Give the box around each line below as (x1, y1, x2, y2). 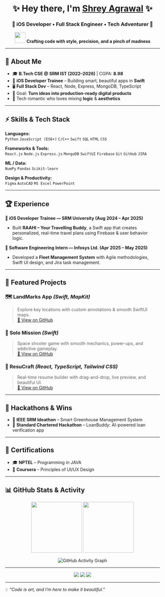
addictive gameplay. (17, 346, 58, 351)
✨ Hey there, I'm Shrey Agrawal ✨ (12, 3, 153, 14)
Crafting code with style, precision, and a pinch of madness (26, 38, 151, 44)
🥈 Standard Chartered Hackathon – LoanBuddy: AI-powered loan (12, 422, 146, 428)
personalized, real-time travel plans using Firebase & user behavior (12, 230, 148, 236)
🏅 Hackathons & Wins (5, 404, 73, 412)
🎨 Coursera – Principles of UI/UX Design (12, 466, 95, 472)
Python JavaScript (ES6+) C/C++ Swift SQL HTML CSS (5, 137, 107, 142)
